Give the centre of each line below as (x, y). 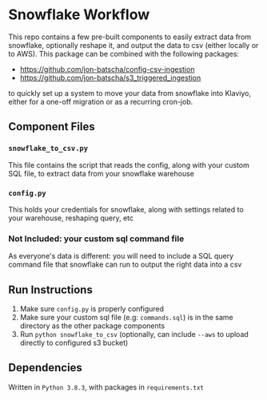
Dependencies (45, 368)
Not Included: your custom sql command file (96, 239)
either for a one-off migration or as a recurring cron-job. (101, 101)
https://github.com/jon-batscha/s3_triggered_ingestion (110, 77)
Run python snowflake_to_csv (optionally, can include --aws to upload (134, 335)
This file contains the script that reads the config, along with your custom (129, 164)
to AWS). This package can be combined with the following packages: (124, 53)
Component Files (52, 127)
